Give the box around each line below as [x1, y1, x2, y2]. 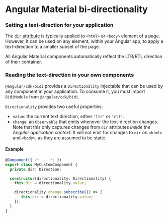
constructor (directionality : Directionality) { [10, 176, 112, 181]
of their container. [5, 59, 42, 65]
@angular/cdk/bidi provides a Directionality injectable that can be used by [5, 83, 163, 89]
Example [5, 146, 24, 152]
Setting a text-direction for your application [5, 22, 114, 29]
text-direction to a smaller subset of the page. [5, 44, 101, 50]
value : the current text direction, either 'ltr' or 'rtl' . [12, 113, 124, 119]
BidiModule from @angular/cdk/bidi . [5, 93, 80, 99]
